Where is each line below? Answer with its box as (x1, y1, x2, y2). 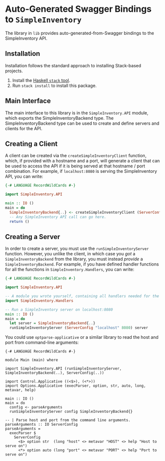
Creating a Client (5, 139, 58, 148)
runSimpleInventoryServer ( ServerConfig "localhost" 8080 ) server (9, 325, 148, 330)
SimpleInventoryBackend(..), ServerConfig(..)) (5, 371, 105, 376)
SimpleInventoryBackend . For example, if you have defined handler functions (5, 261, 159, 267)
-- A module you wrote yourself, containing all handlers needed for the (5, 294, 160, 299)
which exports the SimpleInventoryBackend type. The (5, 115, 114, 121)
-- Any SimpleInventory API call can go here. (9, 215, 107, 219)
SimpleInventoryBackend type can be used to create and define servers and (5, 120, 160, 126)
